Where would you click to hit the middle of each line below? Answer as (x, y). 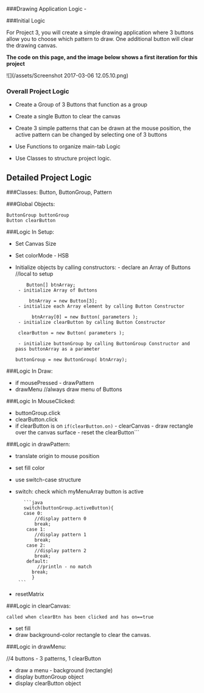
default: (37, 562)
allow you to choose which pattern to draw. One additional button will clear (100, 39)
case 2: (36, 545)
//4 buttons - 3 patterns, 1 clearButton (54, 659)
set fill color (30, 468)
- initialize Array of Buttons (58, 290)
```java (33, 503)
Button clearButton (31, 221)
